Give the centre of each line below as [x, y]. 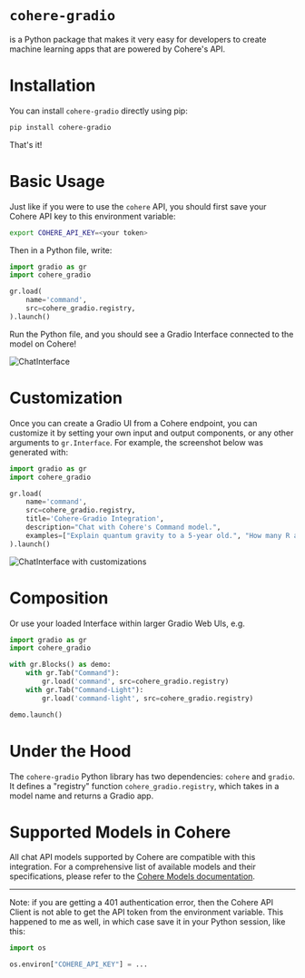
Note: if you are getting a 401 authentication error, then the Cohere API [142, 903]
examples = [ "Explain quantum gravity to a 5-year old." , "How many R [158, 535]
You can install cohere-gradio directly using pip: [98, 111]
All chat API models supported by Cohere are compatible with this [133, 857]
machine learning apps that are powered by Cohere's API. [118, 49]
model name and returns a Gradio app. [82, 796]
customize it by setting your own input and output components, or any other [152, 433]
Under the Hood [70, 751]
